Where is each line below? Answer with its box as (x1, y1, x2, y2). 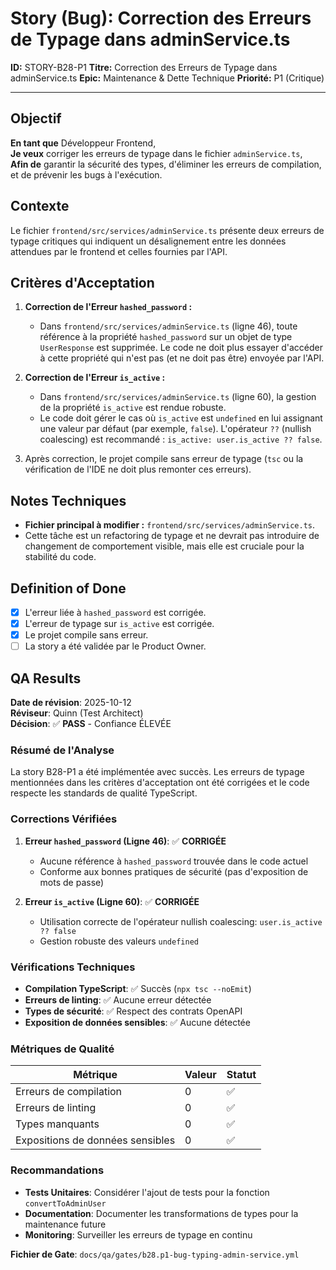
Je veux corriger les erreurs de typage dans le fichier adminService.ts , (10, 147, 303, 159)
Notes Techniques (10, 492, 127, 509)
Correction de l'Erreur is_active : (24, 372, 166, 384)
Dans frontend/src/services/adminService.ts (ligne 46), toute (39, 320, 298, 332)
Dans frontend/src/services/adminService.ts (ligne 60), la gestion (39, 391, 317, 403)
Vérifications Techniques (10, 960, 136, 974)
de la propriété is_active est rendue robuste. (39, 402, 227, 414)
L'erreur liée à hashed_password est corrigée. (24, 607, 207, 618)
